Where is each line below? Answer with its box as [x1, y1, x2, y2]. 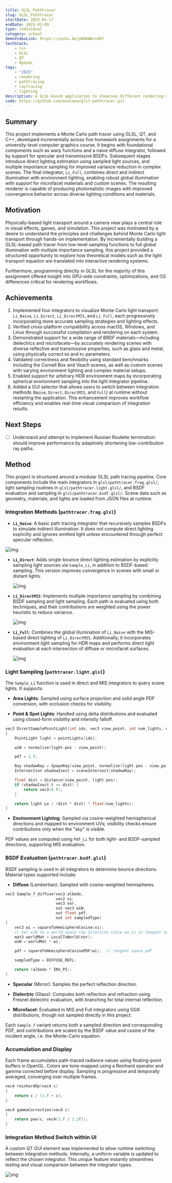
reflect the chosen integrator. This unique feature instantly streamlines [5, 1156, 154, 1162]
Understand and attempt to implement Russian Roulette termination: [12, 434, 156, 440]
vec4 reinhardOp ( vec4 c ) [5, 1084, 58, 1089]
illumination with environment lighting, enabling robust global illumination [5, 175, 159, 181]
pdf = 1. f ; [14, 754, 38, 760]
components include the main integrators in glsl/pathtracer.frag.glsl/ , [5, 479, 159, 486]
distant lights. [12, 572, 41, 579]
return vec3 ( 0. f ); [24, 787, 63, 792]
